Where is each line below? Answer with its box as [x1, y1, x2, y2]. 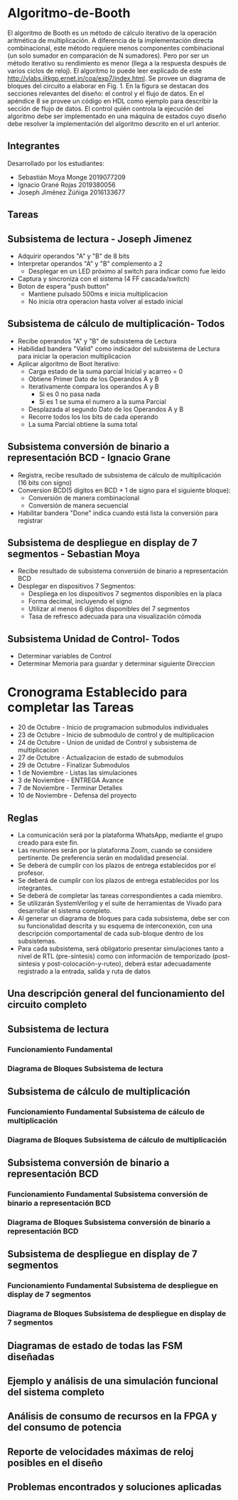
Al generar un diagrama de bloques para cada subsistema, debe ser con [17, 914, 229, 922]
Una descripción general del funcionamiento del [7, 988, 225, 1000]
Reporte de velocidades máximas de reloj [7, 1445, 194, 1458]
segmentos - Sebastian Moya [7, 547, 141, 560]
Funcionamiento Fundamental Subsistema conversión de [7, 1189, 208, 1199]
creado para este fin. [17, 838, 80, 847]
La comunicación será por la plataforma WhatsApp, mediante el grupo [17, 830, 224, 839]
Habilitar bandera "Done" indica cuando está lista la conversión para [17, 508, 219, 517]
